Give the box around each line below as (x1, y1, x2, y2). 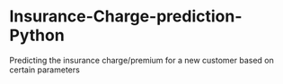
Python (9, 25, 65, 46)
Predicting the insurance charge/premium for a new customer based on (9, 55, 274, 65)
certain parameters (9, 64, 81, 75)
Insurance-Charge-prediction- (9, 6, 243, 27)
